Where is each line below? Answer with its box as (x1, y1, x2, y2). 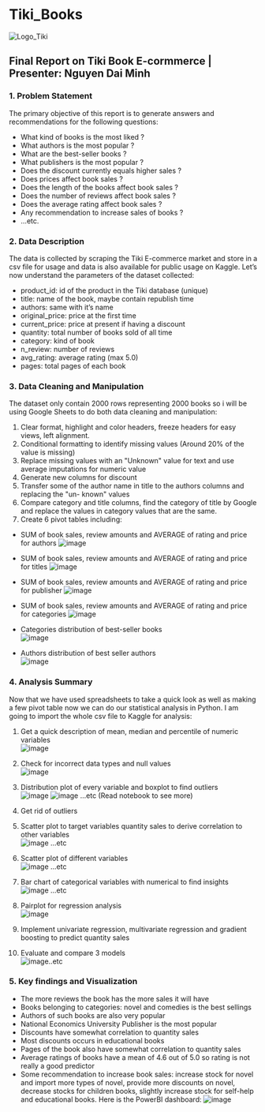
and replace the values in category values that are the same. (20, 507, 218, 516)
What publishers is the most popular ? (20, 157, 144, 167)
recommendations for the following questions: (9, 117, 159, 126)
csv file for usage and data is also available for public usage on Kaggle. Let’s (9, 262, 258, 271)
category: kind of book (20, 335, 95, 345)
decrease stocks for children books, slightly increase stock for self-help (20, 1086, 255, 1095)
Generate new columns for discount (20, 473, 137, 482)
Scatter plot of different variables (20, 853, 129, 863)
